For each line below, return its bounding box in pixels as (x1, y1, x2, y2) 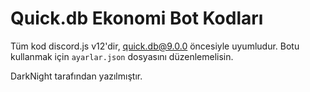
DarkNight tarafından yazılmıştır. (10, 70, 143, 82)
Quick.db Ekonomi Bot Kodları (10, 7, 264, 30)
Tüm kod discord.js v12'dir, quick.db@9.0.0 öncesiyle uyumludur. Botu (10, 40, 300, 52)
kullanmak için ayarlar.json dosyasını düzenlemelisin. (10, 50, 234, 62)
